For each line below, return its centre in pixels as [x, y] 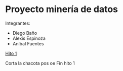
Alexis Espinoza [29, 38]
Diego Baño [25, 33]
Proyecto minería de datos [61, 9]
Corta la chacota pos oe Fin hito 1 [40, 63]
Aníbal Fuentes [28, 43]
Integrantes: [18, 23]
